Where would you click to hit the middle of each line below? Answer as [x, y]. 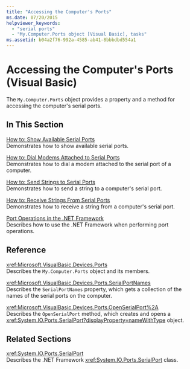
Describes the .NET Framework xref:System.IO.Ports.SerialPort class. [92, 360]
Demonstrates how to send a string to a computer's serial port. [84, 188]
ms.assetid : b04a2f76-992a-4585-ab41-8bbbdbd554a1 [71, 40]
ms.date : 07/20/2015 [32, 18]
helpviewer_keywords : [33, 23]
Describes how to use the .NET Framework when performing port [87, 225]
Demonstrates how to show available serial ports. [67, 146]
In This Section [35, 125]
